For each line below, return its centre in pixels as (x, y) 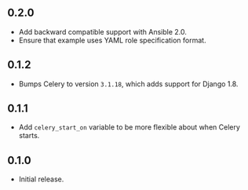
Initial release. (41, 179)
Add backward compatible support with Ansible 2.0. (103, 31)
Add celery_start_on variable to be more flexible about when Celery (129, 127)
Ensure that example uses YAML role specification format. (112, 40)
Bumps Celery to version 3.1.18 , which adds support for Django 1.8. (128, 84)
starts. (29, 136)
